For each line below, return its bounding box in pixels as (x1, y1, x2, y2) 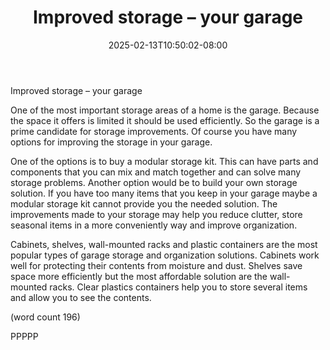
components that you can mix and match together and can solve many (10, 166, 302, 178)
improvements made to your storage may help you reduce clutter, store (10, 208, 303, 220)
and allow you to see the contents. (10, 291, 152, 303)
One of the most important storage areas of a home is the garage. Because (10, 104, 320, 116)
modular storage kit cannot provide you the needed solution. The (10, 197, 278, 210)
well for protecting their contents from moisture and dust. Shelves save (10, 259, 303, 271)
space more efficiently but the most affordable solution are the (10, 270, 268, 282)
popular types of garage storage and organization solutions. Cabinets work (10, 249, 320, 261)
